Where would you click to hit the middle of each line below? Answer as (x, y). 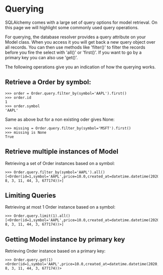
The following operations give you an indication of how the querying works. (81, 67)
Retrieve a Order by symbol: (48, 82)
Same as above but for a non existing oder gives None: (60, 119)
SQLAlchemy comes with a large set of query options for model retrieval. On (81, 22)
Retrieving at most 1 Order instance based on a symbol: (60, 207)
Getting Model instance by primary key (65, 239)
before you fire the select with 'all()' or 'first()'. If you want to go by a (73, 52)
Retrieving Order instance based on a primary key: (55, 251)
